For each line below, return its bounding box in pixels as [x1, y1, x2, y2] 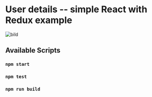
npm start [5, 61, 30, 67]
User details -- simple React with [5, 4, 147, 15]
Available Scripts [5, 46, 60, 55]
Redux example [5, 14, 73, 26]
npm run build [5, 86, 40, 92]
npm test [5, 74, 27, 80]
